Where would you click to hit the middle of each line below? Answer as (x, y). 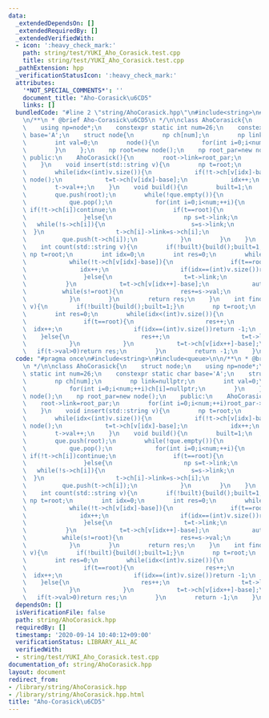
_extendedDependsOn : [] (55, 23)
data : (17, 16)
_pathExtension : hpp (50, 68)
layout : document (37, 672)
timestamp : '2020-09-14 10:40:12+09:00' (84, 635)
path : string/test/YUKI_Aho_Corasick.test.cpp (102, 53)
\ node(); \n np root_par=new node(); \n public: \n (118, 396)
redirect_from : (34, 679)
